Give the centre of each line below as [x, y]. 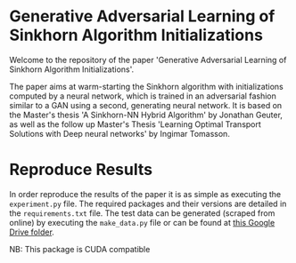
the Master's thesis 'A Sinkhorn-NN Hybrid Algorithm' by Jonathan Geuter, [146, 115]
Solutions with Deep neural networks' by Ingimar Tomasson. [119, 133]
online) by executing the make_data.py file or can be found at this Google [142, 222]
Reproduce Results [81, 170]
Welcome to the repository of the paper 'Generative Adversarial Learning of [148, 60]
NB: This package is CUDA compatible [80, 249]
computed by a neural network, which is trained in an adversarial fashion [143, 96]
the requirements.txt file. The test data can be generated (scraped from [142, 213]
